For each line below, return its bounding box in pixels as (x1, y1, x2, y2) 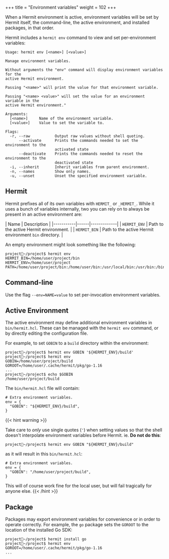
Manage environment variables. (5, 59, 71, 64)
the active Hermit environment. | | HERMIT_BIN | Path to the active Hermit (5, 226, 154, 232)
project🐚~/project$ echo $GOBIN (5, 372, 73, 377)
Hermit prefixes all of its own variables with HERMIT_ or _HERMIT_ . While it (5, 200, 154, 207)
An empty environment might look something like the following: (5, 241, 136, 247)
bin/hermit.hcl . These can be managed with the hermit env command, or (5, 325, 158, 331)
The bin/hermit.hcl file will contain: (5, 385, 80, 391)
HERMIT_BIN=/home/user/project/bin (5, 256, 80, 261)
